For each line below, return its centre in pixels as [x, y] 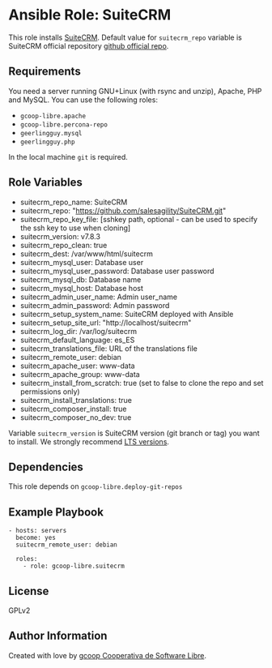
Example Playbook [56, 512]
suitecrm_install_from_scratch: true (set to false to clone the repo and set [142, 383]
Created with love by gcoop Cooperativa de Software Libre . [107, 655]
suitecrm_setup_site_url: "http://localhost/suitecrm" [106, 323]
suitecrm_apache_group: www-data [80, 374]
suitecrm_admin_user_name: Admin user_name [99, 297]
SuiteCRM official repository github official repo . [89, 45]
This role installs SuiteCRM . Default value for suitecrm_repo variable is [125, 37]
